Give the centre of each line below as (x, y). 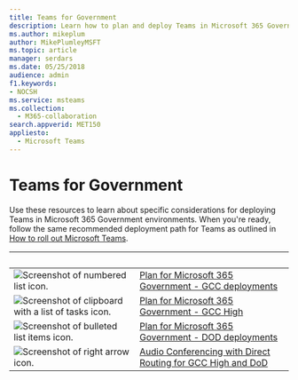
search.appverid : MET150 (55, 125)
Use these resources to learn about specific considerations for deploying (143, 210)
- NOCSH (24, 91)
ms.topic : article (43, 51)
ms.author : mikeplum (47, 34)
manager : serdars (41, 59)
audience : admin (39, 75)
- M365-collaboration (57, 116)
